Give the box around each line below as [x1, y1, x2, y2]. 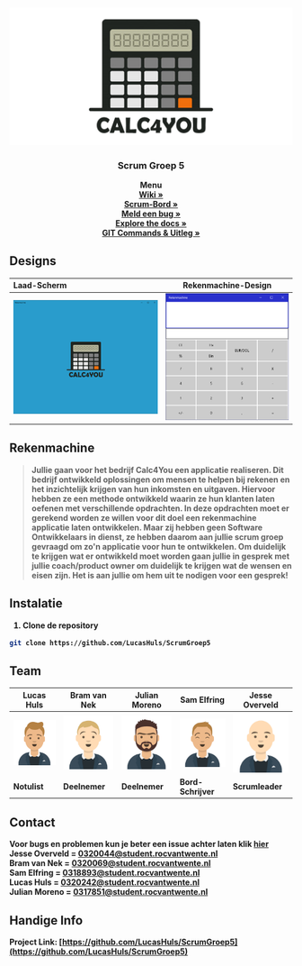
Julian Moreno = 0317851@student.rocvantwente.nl [9, 887, 209, 898]
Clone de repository [22, 620, 99, 631]
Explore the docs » [115, 217, 187, 228]
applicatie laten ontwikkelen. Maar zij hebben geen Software [31, 522, 263, 533]
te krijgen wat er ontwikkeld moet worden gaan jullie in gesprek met [31, 551, 290, 561]
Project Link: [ [9, 936, 63, 947]
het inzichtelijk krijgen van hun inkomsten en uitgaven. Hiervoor [31, 483, 276, 494]
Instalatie [9, 596, 63, 611]
